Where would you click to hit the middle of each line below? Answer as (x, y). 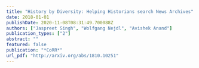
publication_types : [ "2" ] (38, 34)
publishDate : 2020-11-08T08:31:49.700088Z (60, 22)
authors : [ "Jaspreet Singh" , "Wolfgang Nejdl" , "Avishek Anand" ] (89, 28)
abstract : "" (22, 39)
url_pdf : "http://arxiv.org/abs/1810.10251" (62, 56)
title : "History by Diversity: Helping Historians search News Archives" (100, 12)
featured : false (26, 45)
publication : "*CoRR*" (34, 50)
